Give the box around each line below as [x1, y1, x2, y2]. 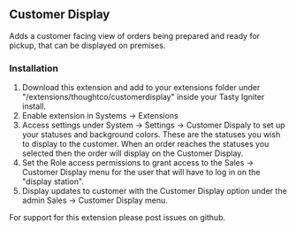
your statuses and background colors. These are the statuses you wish [21, 129, 281, 140]
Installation [9, 62, 59, 74]
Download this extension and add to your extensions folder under [21, 82, 261, 93]
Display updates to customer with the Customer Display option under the [21, 186, 287, 196]
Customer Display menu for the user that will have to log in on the [21, 167, 261, 178]
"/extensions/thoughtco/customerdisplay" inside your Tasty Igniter [21, 92, 265, 103]
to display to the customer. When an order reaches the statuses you [21, 139, 269, 150]
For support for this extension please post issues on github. [9, 212, 226, 223]
